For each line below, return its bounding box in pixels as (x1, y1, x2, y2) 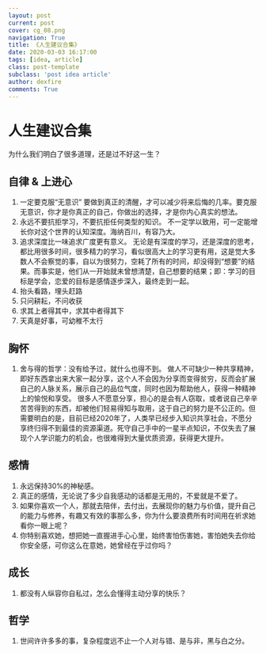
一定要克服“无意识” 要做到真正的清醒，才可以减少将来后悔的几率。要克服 (19, 197, 257, 207)
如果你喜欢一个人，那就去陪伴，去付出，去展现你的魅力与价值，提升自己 (19, 500, 256, 511)
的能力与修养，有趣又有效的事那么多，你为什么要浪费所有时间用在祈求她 (19, 511, 256, 520)
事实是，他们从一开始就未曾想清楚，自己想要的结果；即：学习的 (40, 267, 249, 276)
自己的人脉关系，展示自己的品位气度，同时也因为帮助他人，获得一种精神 (19, 383, 256, 393)
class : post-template (8, 63, 80, 71)
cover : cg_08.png (8, 26, 66, 34)
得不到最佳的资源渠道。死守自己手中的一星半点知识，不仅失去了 (40, 423, 249, 432)
